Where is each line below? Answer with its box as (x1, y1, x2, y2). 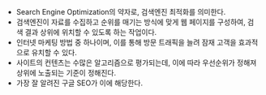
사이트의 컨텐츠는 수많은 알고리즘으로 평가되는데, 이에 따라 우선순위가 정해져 (15, 58, 257, 67)
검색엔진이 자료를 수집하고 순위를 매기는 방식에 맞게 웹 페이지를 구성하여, (15, 17, 246, 27)
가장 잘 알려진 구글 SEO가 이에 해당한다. (15, 78, 144, 88)
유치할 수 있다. (31, 48, 77, 57)
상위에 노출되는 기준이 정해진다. (15, 68, 116, 77)
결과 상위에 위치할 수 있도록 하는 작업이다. (24, 28, 157, 37)
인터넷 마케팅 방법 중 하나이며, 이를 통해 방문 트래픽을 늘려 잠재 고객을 (15, 37, 237, 47)
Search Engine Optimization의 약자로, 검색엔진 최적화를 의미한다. (15, 7, 226, 16)
